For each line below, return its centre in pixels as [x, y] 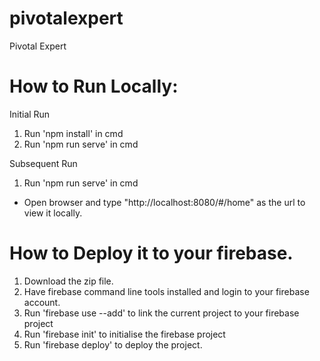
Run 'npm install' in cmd [73, 133]
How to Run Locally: [94, 86]
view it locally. [53, 213]
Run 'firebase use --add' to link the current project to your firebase [161, 313]
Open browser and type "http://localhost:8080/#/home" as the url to [164, 202]
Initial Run [30, 114]
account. [42, 302]
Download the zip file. [68, 281]
